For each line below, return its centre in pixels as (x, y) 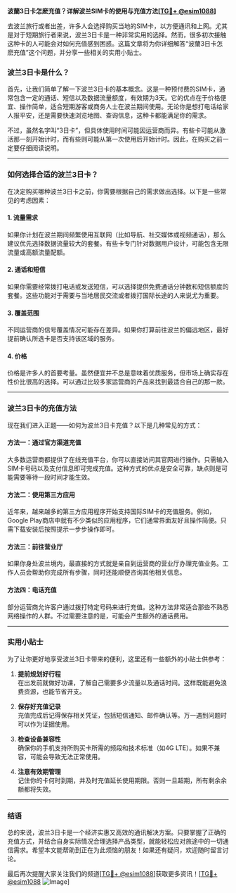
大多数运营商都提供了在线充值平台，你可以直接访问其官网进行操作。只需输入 (118, 459)
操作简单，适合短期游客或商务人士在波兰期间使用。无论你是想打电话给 (121, 107)
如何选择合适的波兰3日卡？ (53, 175)
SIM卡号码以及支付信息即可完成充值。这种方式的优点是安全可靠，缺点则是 (114, 468)
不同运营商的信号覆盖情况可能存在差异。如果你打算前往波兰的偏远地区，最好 (118, 330)
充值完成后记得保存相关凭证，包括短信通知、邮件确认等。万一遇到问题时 (122, 715)
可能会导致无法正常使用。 (67, 756)
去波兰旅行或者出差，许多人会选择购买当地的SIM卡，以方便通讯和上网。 (111, 26)
